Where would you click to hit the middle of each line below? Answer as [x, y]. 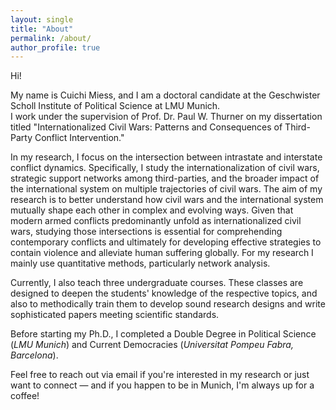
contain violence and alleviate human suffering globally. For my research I [162, 253]
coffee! [25, 396]
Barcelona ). [34, 355]
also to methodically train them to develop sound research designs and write [168, 304]
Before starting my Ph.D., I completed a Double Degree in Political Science [163, 334]
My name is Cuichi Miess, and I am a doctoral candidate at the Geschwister [165, 95]
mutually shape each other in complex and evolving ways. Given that [152, 210]
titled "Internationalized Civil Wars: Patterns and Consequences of [146, 127]
